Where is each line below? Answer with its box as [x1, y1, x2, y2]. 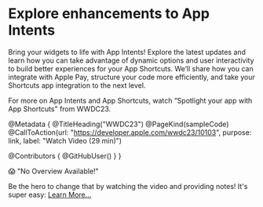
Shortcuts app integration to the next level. [8, 80, 146, 90]
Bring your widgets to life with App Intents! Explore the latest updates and [8, 47, 246, 56]
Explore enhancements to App [8, 5, 210, 23]
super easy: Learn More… [8, 190, 92, 199]
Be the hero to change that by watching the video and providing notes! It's [8, 181, 248, 191]
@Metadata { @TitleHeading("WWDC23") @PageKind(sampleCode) [8, 119, 229, 129]
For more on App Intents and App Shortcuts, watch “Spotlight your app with [8, 96, 253, 105]
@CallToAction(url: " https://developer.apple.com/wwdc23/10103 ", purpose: [8, 127, 252, 137]
